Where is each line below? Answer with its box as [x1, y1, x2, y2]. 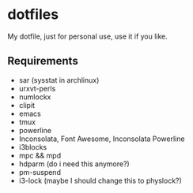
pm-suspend [18, 167, 61, 176]
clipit [18, 100, 36, 109]
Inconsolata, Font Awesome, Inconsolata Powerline [18, 134, 185, 143]
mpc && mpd [18, 150, 61, 160]
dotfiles [7, 6, 59, 24]
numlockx [18, 92, 51, 102]
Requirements [7, 54, 78, 68]
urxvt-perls [18, 84, 56, 93]
